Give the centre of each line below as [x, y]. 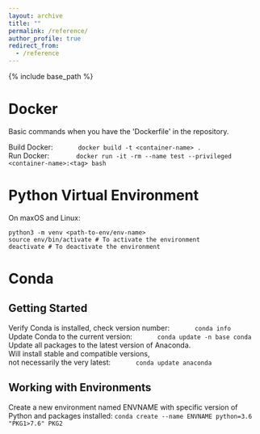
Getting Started [48, 308]
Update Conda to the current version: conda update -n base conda [130, 336]
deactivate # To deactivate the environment [84, 246]
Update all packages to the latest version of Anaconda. [100, 345]
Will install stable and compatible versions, [79, 353]
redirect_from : [34, 46]
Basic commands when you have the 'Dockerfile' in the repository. [119, 131]
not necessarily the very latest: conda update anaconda [110, 362]
